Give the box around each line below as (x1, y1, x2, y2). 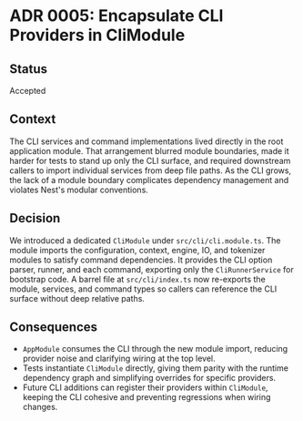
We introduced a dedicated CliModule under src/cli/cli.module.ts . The (9, 234, 281, 246)
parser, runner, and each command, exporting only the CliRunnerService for (9, 263, 294, 274)
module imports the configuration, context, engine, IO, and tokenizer (9, 244, 266, 255)
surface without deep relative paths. (9, 293, 146, 303)
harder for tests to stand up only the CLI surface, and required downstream (9, 155, 291, 166)
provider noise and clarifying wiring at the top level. (22, 353, 216, 365)
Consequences (9, 320, 98, 335)
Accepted (9, 86, 46, 96)
